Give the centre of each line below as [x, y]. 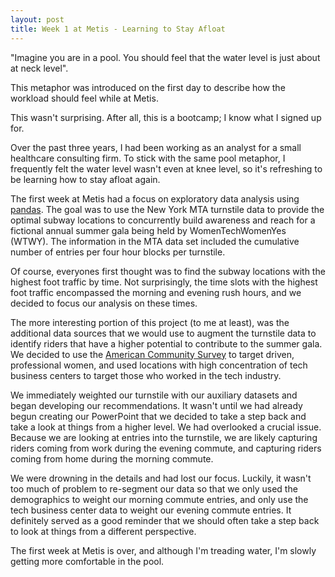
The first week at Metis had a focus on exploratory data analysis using [155, 198]
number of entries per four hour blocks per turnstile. [118, 252]
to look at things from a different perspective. [103, 531]
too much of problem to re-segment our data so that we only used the [154, 488]
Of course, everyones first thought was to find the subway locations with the [168, 271]
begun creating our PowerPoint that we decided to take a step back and [158, 416]
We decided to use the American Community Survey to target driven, [152, 354]
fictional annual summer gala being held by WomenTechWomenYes [148, 230]
